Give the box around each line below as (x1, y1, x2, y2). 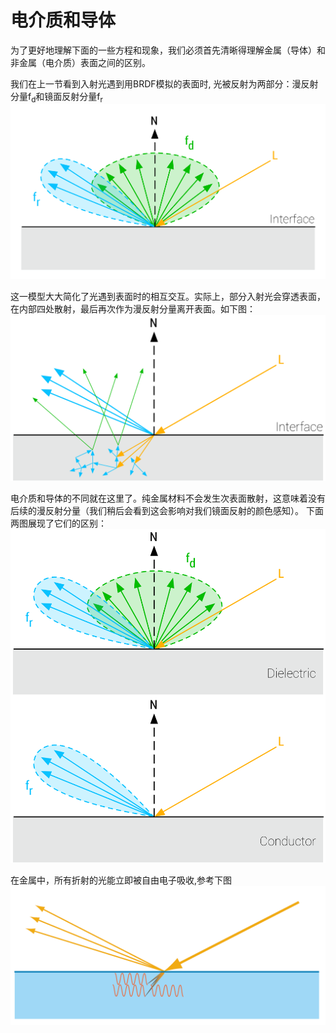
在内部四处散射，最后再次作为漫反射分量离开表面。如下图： (10, 303, 256, 315)
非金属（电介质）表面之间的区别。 (10, 56, 151, 68)
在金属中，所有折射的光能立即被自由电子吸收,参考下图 (10, 874, 233, 886)
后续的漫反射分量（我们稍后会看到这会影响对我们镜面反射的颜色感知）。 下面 (10, 504, 324, 516)
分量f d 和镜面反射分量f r (10, 90, 103, 105)
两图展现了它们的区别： (10, 517, 107, 529)
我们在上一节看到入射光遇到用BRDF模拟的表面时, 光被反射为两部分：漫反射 (10, 77, 319, 90)
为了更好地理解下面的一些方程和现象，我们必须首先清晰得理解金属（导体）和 (10, 44, 326, 56)
